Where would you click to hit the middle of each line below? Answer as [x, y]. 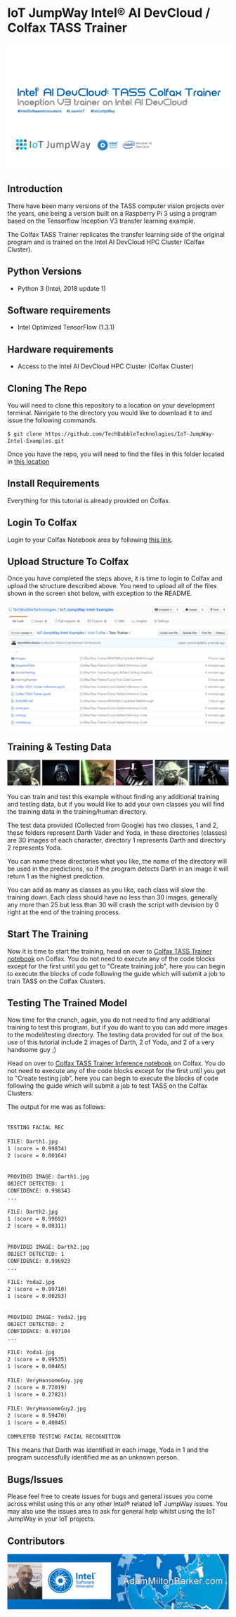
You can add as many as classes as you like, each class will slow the [106, 890]
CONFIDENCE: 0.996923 [39, 1261]
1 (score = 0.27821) [38, 1395]
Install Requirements [53, 484]
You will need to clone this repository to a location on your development [111, 405]
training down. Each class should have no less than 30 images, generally [112, 897]
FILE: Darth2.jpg [33, 1212]
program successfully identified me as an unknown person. [93, 1457]
